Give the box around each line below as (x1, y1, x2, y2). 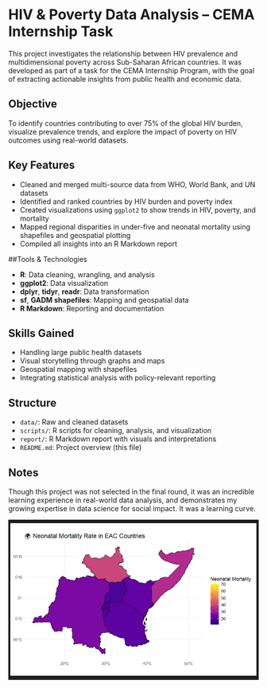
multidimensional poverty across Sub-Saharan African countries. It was (8, 57, 242, 67)
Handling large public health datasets (19, 348, 142, 358)
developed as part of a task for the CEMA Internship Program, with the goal (8, 65, 255, 75)
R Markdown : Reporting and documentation (19, 303, 164, 313)
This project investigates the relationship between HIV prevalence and (8, 49, 238, 58)
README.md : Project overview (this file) (19, 443, 142, 452)
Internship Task (8, 22, 114, 41)
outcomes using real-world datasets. (8, 135, 129, 145)
